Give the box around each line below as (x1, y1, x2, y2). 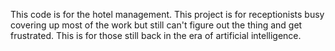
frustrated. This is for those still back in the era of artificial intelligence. (10, 30, 302, 41)
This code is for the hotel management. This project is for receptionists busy (10, 9, 325, 20)
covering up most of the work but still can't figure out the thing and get (10, 19, 303, 31)
